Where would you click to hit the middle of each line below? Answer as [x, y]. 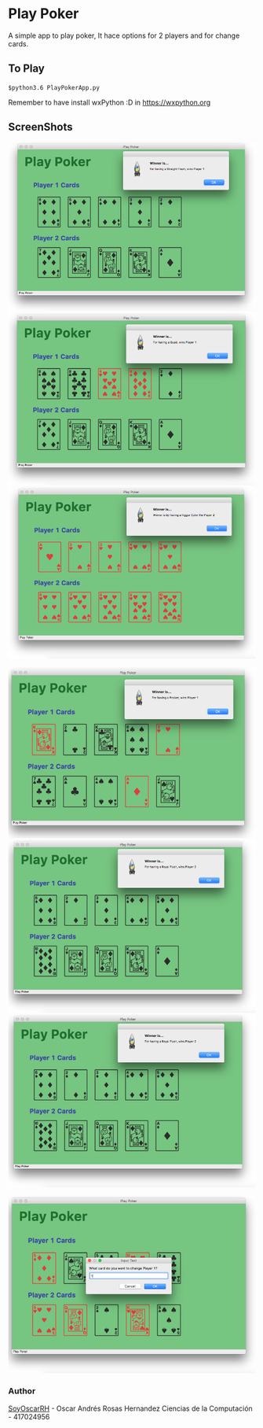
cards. [18, 43]
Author [22, 1391]
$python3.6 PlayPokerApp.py [54, 87]
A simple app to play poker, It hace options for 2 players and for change [124, 35]
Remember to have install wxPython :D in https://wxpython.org [110, 102]
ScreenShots [40, 127]
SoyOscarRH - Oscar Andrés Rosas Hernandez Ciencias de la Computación [130, 1408]
